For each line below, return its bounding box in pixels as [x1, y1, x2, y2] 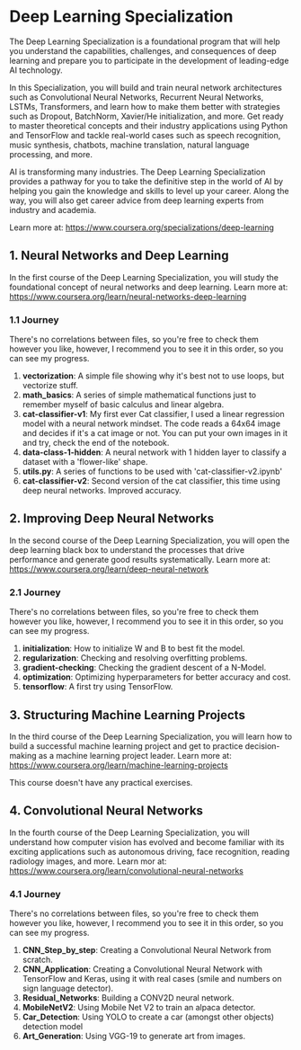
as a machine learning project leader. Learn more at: [38, 750, 232, 761]
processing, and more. [9, 148, 93, 159]
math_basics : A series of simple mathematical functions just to [22, 389, 257, 401]
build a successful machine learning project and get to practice [9, 740, 243, 752]
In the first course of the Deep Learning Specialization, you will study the [9, 271, 279, 282]
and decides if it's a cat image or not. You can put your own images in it [22, 428, 288, 439]
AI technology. [9, 65, 63, 76]
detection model [22, 1021, 84, 1032]
